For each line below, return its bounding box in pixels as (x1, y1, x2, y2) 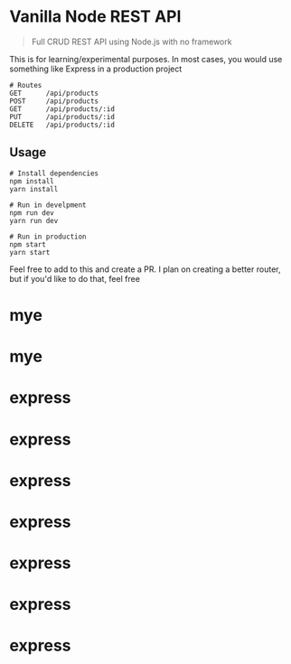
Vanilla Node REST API (9, 6, 182, 27)
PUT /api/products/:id (9, 112, 116, 121)
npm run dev (9, 208, 54, 218)
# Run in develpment (9, 201, 88, 210)
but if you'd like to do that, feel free (9, 273, 140, 284)
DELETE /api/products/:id (9, 120, 116, 129)
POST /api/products (9, 97, 99, 106)
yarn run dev (9, 216, 59, 225)
